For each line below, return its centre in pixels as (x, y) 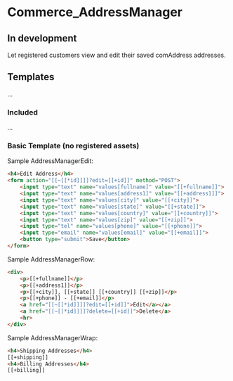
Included (23, 112)
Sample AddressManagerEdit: (50, 161)
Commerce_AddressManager (95, 12)
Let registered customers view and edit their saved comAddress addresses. (116, 55)
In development (42, 38)
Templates (31, 77)
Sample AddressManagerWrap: (53, 337)
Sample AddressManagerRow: (51, 259)
